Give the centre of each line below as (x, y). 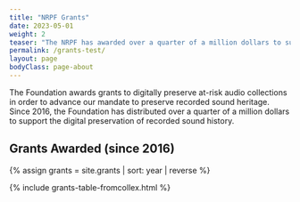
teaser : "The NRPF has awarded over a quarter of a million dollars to (145, 42)
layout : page (33, 59)
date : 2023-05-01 (42, 26)
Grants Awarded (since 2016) (92, 149)
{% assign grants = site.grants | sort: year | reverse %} (110, 170)
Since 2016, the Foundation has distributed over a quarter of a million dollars (150, 111)
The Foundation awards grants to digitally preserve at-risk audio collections (148, 92)
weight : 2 (28, 34)
